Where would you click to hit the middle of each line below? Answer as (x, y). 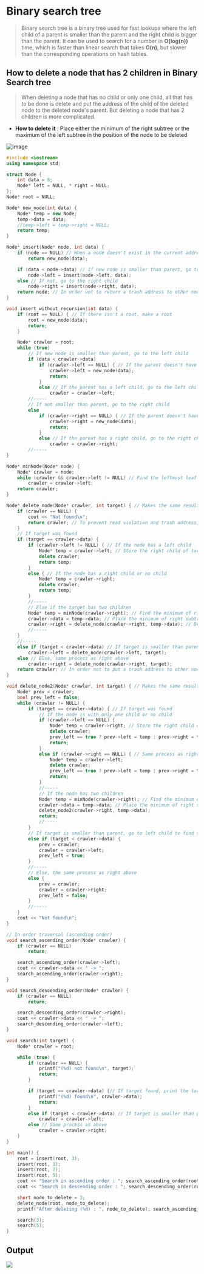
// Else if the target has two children (80, 607)
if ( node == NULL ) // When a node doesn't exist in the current (100, 253)
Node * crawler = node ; (46, 472)
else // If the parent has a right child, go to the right (115, 438)
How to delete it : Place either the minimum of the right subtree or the (102, 128)
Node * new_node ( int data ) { (42, 208)
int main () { (23, 1153)
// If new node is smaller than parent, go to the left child (108, 354)
